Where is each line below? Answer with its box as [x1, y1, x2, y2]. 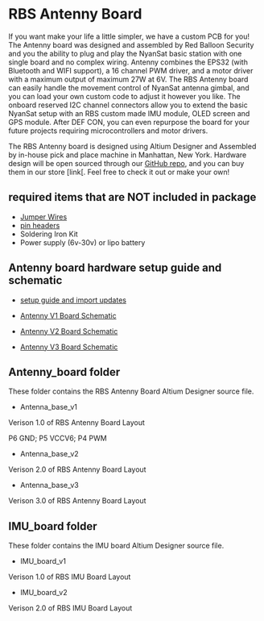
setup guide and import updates [19, 295, 127, 305]
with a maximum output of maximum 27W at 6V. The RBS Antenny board [8, 74, 249, 84]
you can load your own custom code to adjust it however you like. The [8, 91, 241, 101]
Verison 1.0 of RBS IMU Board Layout [8, 572, 131, 581]
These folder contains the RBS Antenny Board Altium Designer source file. [8, 386, 254, 396]
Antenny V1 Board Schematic [19, 310, 117, 320]
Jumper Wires [19, 211, 68, 222]
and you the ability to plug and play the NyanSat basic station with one [8, 48, 242, 58]
